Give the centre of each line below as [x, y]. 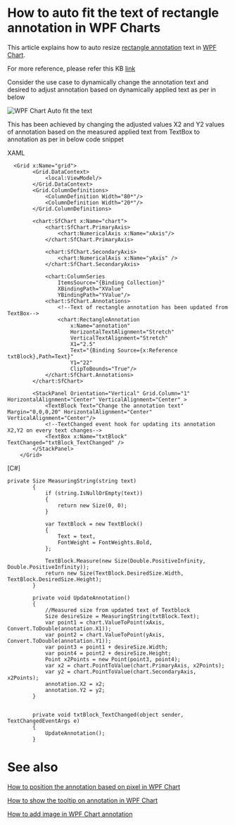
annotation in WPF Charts [84, 28]
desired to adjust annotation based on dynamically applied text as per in [112, 89]
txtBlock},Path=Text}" [40, 357]
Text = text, [77, 536]
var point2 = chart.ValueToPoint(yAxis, [105, 634]
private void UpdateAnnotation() [82, 598]
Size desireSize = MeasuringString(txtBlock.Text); [122, 616]
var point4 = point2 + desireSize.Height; [108, 653]
